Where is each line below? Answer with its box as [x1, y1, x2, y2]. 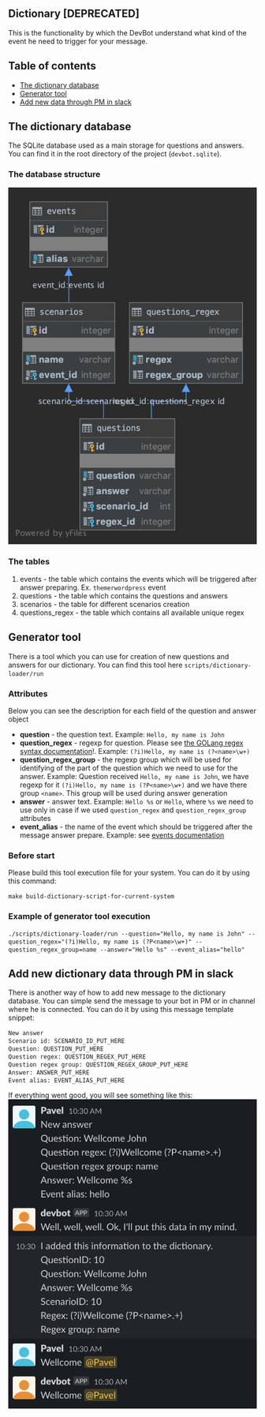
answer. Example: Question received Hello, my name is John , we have [19, 771, 249, 781]
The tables [8, 557, 50, 568]
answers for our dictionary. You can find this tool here [8, 660, 183, 669]
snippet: [8, 1013, 35, 1022]
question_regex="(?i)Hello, [8, 938, 101, 946]
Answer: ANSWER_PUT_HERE [8, 1069, 90, 1077]
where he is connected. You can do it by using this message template [8, 1005, 234, 1014]
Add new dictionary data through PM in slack [8, 967, 234, 980]
